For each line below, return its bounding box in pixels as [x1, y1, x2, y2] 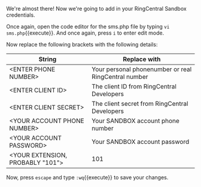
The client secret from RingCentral [92, 100, 188, 108]
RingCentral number [92, 73, 148, 81]
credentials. [6, 11, 35, 19]
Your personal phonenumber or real [92, 65, 192, 73]
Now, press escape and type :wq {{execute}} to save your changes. [6, 174, 169, 181]
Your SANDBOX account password [92, 137, 190, 146]
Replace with [123, 55, 161, 63]
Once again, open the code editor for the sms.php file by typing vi [6, 23, 170, 30]
